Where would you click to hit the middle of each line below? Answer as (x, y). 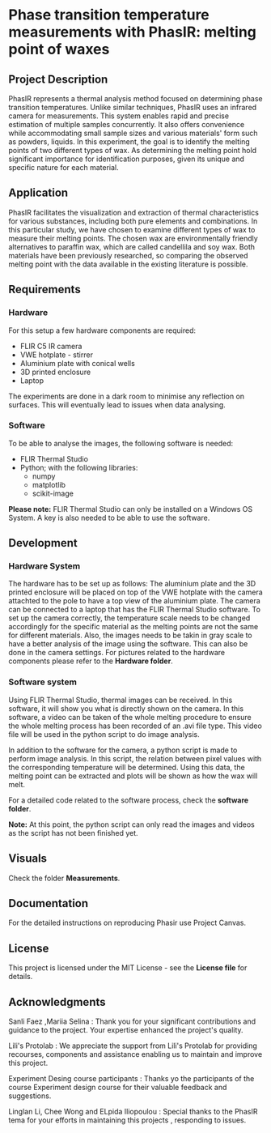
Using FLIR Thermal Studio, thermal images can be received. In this (121, 700)
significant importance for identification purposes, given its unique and (127, 159)
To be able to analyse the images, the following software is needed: (121, 443)
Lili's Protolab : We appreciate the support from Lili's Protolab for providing (133, 1046)
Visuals (28, 859)
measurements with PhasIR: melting (133, 32)
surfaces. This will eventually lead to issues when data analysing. (117, 405)
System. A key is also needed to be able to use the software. (109, 518)
